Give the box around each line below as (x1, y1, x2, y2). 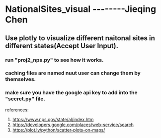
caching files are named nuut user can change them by (5, 69, 141, 76)
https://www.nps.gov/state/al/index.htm (12, 116, 94, 122)
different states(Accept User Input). (5, 41, 118, 50)
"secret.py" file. (5, 95, 46, 102)
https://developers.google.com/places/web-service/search (12, 122, 134, 128)
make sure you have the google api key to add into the (5, 89, 138, 96)
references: (5, 107, 29, 113)
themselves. (5, 76, 36, 83)
